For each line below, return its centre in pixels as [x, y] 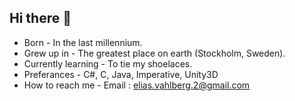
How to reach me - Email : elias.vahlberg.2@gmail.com [137, 85]
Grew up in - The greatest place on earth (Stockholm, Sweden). [154, 53]
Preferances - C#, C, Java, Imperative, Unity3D [121, 74]
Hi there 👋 [40, 18]
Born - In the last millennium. [83, 42]
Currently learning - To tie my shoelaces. [108, 63]
